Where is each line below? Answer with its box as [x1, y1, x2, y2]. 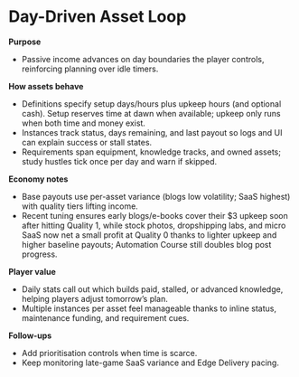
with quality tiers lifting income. [21, 201, 139, 212]
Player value [8, 266, 56, 277]
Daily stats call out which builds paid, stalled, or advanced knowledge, [21, 283, 284, 295]
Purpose [8, 36, 42, 47]
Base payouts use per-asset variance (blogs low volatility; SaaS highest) [21, 191, 291, 202]
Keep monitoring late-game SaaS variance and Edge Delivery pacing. [21, 357, 279, 368]
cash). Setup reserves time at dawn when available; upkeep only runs [21, 108, 281, 118]
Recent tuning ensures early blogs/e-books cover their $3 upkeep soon [21, 210, 288, 221]
